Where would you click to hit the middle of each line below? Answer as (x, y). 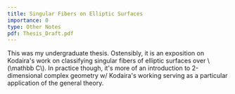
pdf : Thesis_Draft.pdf (40, 33)
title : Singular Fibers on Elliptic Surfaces (75, 14)
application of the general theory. (56, 83)
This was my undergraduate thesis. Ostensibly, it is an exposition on (106, 53)
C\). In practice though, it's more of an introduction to (113, 68)
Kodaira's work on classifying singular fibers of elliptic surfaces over (107, 61)
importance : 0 (28, 20)
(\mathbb (21, 68)
